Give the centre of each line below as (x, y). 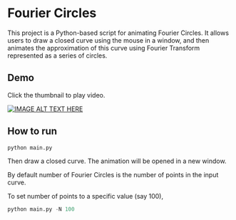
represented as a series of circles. (57, 56)
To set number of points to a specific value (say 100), (86, 197)
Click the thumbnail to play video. (56, 95)
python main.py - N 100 (41, 209)
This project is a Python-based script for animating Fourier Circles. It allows (118, 33)
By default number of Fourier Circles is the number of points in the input (113, 175)
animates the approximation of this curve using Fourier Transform (104, 48)
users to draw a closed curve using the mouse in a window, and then (108, 40)
